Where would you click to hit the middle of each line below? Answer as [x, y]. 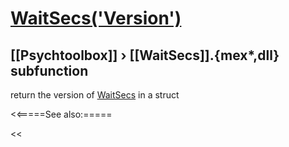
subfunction [49, 70]
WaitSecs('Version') [96, 18]
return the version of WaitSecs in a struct [95, 95]
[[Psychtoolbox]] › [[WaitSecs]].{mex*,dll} [145, 55]
